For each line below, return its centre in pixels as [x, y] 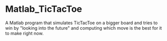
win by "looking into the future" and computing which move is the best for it [83, 28]
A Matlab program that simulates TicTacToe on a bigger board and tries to [81, 23]
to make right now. [24, 33]
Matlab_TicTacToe [44, 9]
